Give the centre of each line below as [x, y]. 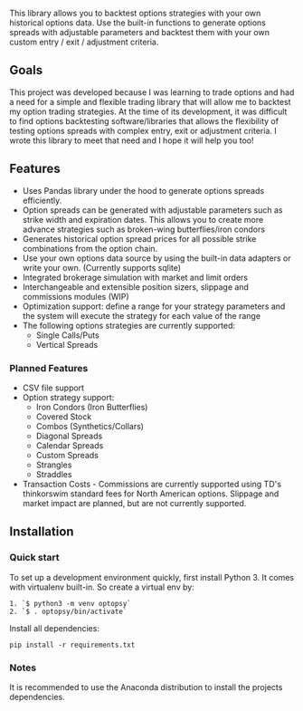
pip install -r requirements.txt [72, 645]
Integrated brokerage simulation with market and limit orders [135, 277]
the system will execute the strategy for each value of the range [141, 315]
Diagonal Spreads [69, 436]
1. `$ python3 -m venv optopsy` [70, 603]
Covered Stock [64, 417]
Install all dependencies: [54, 628]
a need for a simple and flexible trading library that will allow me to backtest [150, 101]
